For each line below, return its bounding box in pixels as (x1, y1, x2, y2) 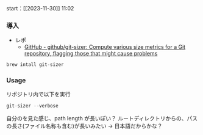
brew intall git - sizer (6, 62, 64, 68)
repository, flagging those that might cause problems (24, 50, 158, 57)
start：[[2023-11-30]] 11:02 (6, 5, 74, 12)
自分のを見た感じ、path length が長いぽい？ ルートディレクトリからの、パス (6, 115, 198, 122)
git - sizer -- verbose (6, 103, 59, 109)
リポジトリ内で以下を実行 (6, 90, 71, 98)
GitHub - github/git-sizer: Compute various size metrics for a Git (24, 43, 186, 51)
